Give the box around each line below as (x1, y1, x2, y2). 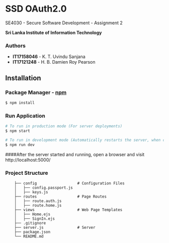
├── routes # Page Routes (14, 194, 107, 199)
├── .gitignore (14, 220, 46, 225)
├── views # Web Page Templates (14, 207, 123, 212)
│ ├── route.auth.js (14, 198, 62, 204)
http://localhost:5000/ (5, 157, 51, 163)
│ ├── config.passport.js (14, 185, 73, 190)
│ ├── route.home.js (14, 203, 62, 208)
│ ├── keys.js (14, 189, 49, 195)
